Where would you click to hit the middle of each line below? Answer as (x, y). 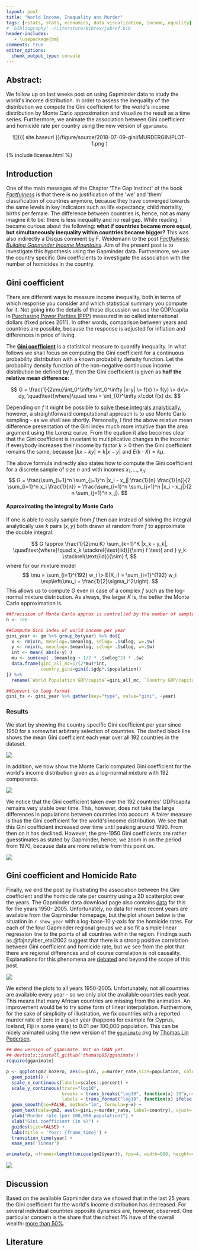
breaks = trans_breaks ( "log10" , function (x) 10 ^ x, (126, 1094)
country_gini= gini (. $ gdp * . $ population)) (91, 669)
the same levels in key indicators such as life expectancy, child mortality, (95, 207)
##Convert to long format (38, 691)
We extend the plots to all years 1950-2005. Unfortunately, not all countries (98, 988)
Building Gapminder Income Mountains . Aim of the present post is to (90, 245)
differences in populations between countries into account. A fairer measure (99, 814)
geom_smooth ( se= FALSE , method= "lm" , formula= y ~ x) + (77, 1105)
